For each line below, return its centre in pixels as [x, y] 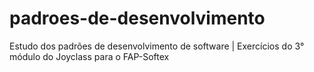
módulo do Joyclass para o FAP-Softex [89, 56]
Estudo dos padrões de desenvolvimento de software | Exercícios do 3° [157, 46]
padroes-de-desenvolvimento [137, 18]
